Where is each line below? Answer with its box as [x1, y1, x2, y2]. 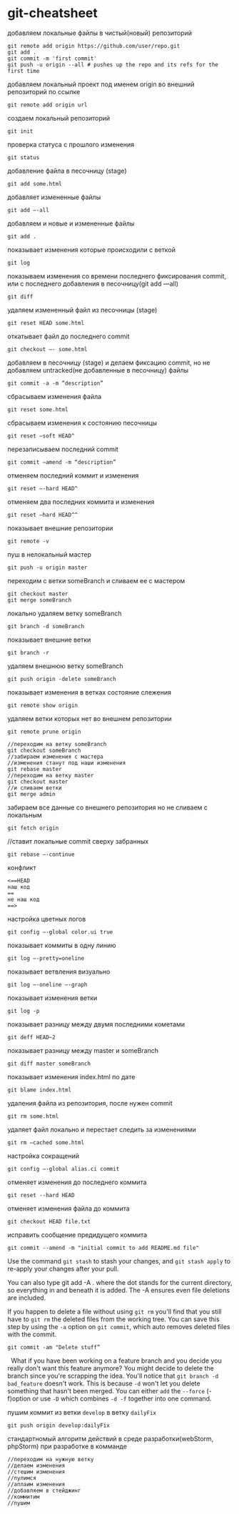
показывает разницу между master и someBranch [7, 1046, 159, 1054]
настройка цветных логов [7, 914, 86, 923]
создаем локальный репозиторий [7, 113, 111, 122]
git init [7, 127, 34, 135]
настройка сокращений [7, 1151, 80, 1160]
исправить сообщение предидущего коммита [7, 1230, 148, 1239]
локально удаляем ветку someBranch [7, 609, 122, 617]
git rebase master [7, 765, 62, 772]
